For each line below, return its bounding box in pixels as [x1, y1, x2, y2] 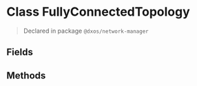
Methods [6, 70, 46, 81]
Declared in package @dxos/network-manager [23, 27, 149, 35]
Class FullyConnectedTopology [6, 4, 190, 20]
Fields [6, 46, 34, 58]
